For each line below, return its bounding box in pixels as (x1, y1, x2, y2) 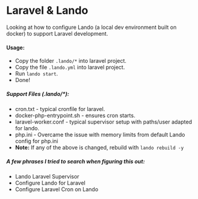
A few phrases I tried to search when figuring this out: (6, 157, 145, 165)
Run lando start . (15, 70, 59, 77)
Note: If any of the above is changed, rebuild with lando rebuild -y (15, 144, 184, 151)
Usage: (6, 43, 25, 51)
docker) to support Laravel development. (6, 30, 108, 37)
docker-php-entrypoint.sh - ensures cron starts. (15, 112, 136, 119)
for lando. (15, 125, 39, 132)
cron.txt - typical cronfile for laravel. (15, 106, 105, 113)
